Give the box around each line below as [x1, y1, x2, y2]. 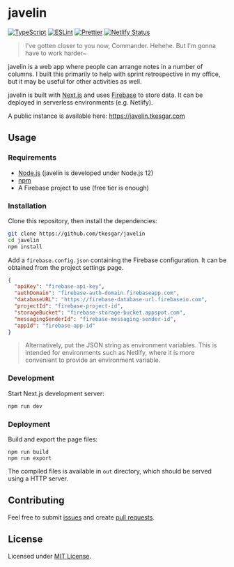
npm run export [8, 455, 52, 462]
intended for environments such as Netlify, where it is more [24, 349, 195, 357]
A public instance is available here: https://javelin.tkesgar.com [8, 112, 185, 120]
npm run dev [8, 402, 42, 409]
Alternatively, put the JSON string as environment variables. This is [24, 341, 217, 349]
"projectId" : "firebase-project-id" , [14, 303, 124, 310]
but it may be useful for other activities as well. [8, 77, 142, 85]
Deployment [8, 419, 51, 429]
